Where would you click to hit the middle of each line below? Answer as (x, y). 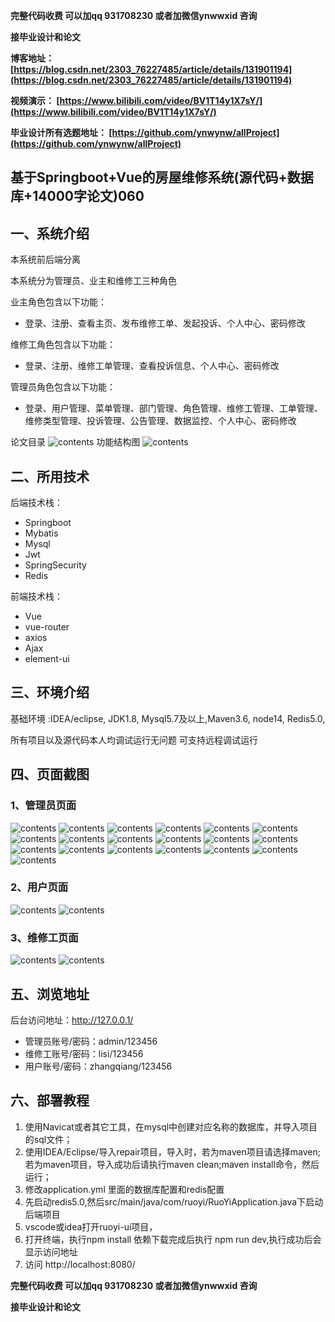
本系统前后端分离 (45, 260)
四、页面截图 (50, 774)
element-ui (47, 659)
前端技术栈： (36, 596)
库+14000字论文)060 (77, 196)
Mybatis (41, 533)
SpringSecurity (55, 565)
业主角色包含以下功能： (58, 302)
